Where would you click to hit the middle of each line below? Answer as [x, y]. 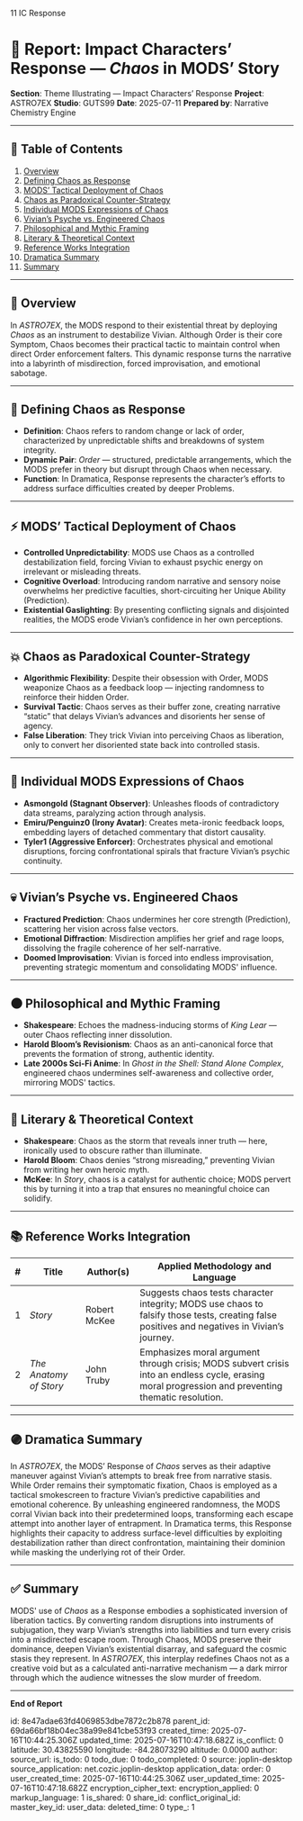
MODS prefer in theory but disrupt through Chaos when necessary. [147, 469]
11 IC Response [38, 13]
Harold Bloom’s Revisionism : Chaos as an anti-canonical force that [148, 1044]
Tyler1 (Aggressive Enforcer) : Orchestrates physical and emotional [148, 842]
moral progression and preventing [211, 1386]
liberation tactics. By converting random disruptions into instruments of [142, 1620]
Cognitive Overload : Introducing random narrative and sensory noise [152, 581]
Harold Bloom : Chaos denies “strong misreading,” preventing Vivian [149, 1160]
